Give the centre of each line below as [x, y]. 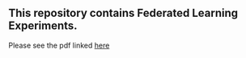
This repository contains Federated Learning [123, 13]
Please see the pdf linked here [59, 45]
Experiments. [43, 26]
